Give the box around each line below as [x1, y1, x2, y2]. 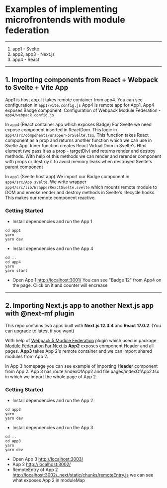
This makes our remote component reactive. [5, 195, 96, 201]
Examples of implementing [5, 3, 118, 15]
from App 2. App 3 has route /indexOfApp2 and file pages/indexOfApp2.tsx [5, 368, 160, 374]
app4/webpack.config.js [5, 112, 55, 118]
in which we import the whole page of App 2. [5, 373, 97, 380]
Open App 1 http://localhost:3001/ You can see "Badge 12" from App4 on [12, 277, 162, 283]
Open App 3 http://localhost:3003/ [12, 456, 83, 462]
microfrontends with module [5, 14, 125, 25]
